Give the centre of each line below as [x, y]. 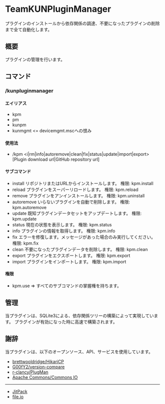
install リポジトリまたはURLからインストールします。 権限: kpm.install [83, 183]
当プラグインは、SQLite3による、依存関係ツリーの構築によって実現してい [80, 315]
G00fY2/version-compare [38, 367]
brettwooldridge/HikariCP [38, 362]
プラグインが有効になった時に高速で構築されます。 [66, 322]
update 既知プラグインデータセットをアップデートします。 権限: [77, 213]
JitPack [20, 391]
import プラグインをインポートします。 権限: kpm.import [69, 261]
